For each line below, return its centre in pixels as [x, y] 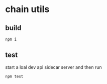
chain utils [27, 9]
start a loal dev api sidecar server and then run [54, 67]
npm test [14, 76]
